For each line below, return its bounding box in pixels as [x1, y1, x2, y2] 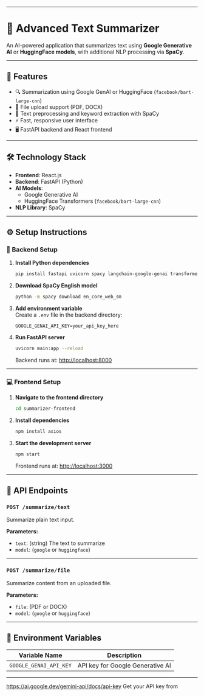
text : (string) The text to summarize [15, 540, 105, 547]
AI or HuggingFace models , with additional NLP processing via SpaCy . [6, 48, 185, 55]
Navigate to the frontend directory [15, 394, 104, 401]
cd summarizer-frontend [15, 406, 76, 412]
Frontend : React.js [15, 171, 62, 178]
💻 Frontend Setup [6, 378, 61, 386]
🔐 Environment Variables [6, 633, 102, 643]
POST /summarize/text [6, 504, 70, 511]
